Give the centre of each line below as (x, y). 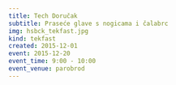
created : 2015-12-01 (43, 46)
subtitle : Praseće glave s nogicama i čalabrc (88, 23)
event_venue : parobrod (47, 69)
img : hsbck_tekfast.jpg (49, 31)
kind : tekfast (32, 38)
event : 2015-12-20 (39, 53)
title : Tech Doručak (43, 16)
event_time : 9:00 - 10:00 (52, 62)
